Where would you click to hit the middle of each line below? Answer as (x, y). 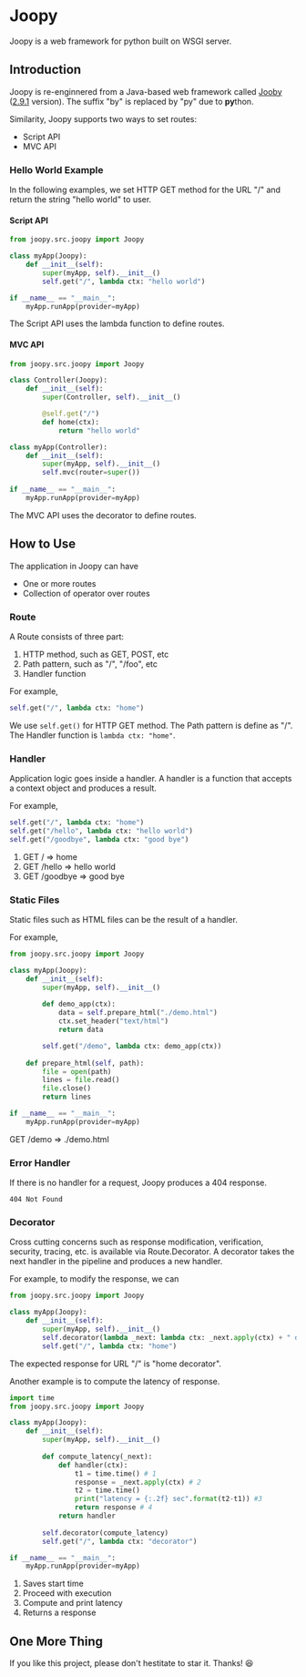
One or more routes (59, 583)
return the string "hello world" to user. (81, 199)
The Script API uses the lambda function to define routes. (117, 323)
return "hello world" (99, 430)
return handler (87, 1516)
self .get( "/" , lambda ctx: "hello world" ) (124, 281)
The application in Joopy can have (74, 566)
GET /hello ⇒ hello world (69, 866)
